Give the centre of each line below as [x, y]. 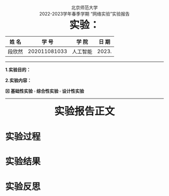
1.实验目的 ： [18, 70]
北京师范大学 [84, 8]
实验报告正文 [84, 111]
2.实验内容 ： [18, 80]
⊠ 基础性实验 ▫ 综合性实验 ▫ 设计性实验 [45, 91]
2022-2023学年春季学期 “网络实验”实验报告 [84, 14]
